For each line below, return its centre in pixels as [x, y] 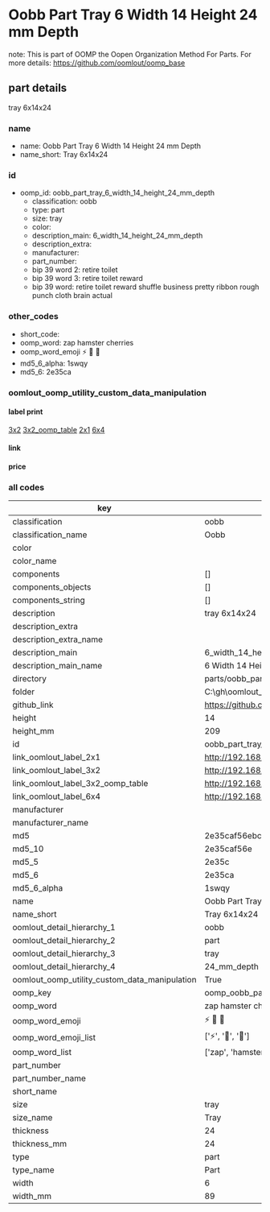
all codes [27, 487]
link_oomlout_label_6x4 [57, 796]
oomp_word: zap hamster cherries [77, 342]
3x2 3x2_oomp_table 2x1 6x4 [57, 429]
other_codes [33, 316]
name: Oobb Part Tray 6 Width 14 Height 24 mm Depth [110, 146]
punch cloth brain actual [72, 296]
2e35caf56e [229, 849]
